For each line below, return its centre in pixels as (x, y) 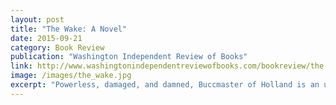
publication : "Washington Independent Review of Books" (129, 57)
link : (21, 66)
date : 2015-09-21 (46, 38)
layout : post (37, 19)
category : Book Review (57, 47)
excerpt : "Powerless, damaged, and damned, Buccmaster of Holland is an (165, 85)
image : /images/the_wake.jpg (71, 76)
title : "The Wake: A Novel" (69, 29)
